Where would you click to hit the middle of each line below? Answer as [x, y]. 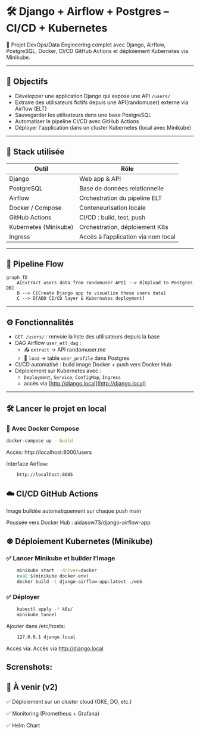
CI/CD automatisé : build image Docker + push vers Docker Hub [93, 365]
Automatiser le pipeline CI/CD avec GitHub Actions [77, 121]
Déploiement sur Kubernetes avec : [58, 371]
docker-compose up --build [40, 441]
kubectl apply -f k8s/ [45, 609]
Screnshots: [29, 667]
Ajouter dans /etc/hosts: [36, 626]
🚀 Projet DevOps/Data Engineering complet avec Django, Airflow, [86, 45]
